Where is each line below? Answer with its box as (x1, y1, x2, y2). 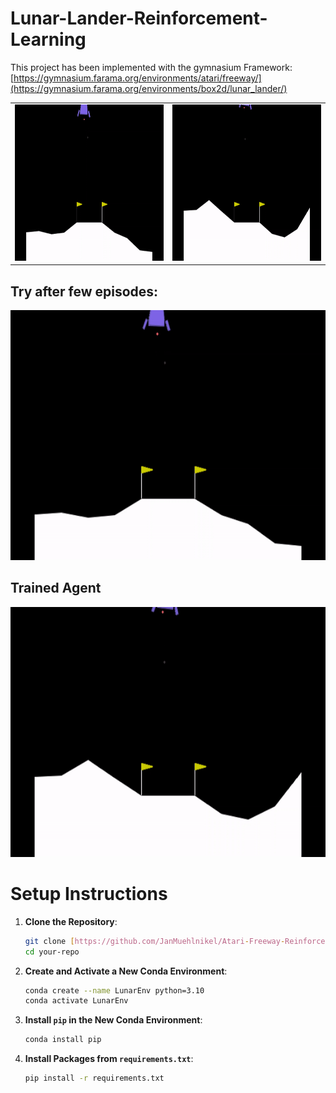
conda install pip (24, 1035, 102, 1045)
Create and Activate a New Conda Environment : (24, 965, 228, 977)
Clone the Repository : (24, 915, 118, 927)
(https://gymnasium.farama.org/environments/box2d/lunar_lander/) (10, 82, 288, 94)
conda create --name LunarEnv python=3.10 (24, 985, 205, 996)
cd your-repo (24, 947, 80, 957)
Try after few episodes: (10, 283, 159, 300)
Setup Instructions (10, 883, 168, 905)
